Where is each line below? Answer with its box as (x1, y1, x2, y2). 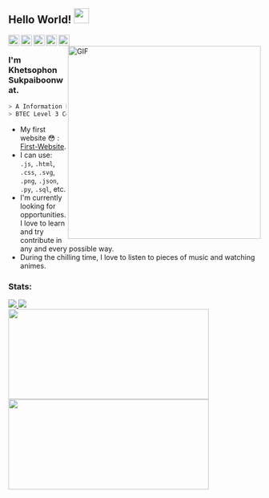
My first (19, 124, 46, 134)
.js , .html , (19, 158, 56, 168)
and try (19, 226, 44, 237)
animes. (19, 261, 46, 270)
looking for (19, 201, 56, 211)
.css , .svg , (19, 167, 56, 176)
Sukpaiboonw (8, 74, 64, 85)
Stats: (8, 281, 32, 292)
